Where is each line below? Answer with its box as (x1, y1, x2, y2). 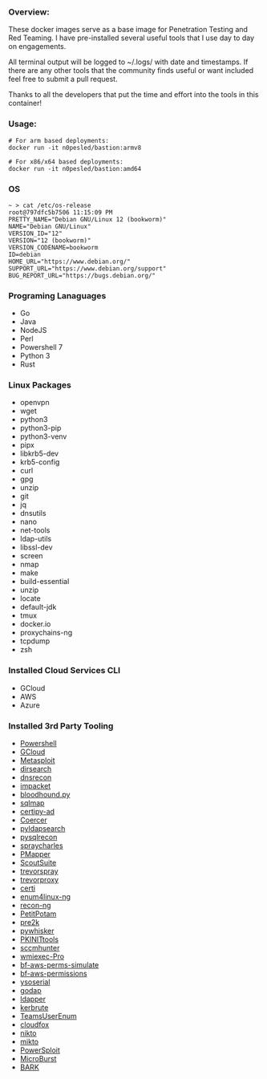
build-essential (19, 577, 70, 586)
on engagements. (8, 42, 67, 51)
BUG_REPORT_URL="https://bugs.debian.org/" (8, 271, 156, 279)
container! (8, 99, 42, 108)
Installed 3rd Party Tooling (8, 720, 114, 732)
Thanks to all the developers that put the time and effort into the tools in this (8, 90, 259, 99)
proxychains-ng (19, 628, 73, 638)
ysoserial (19, 977, 51, 987)
